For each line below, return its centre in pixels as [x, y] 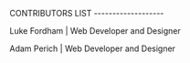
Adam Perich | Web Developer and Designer [93, 48]
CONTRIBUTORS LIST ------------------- [87, 13]
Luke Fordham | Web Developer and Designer [95, 31]
